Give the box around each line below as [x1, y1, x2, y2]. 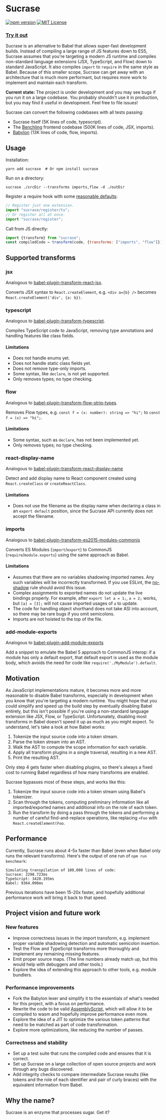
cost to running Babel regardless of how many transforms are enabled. [5, 769, 149, 775]
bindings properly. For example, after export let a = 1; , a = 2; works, [12, 595, 157, 601]
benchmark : [5, 858, 27, 864]
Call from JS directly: [5, 225, 48, 231]
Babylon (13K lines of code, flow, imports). [12, 130, 99, 135]
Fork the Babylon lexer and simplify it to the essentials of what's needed [12, 995, 159, 1001]
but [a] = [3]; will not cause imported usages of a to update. [12, 600, 138, 606]
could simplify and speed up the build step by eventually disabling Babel [5, 703, 152, 709]
